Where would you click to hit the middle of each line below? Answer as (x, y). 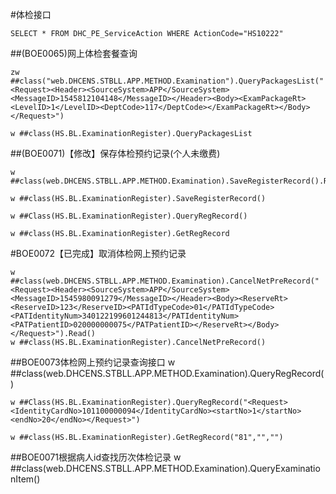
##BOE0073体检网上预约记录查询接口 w (93, 362)
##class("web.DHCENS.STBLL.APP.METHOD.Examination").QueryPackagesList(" (167, 81)
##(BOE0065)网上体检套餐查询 (74, 53)
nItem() (25, 479)
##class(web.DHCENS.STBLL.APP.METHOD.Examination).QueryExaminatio (165, 468)
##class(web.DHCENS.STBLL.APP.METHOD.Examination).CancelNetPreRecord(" (165, 281)
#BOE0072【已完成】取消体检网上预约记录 (98, 253)
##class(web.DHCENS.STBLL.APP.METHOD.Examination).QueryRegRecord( (167, 373)
